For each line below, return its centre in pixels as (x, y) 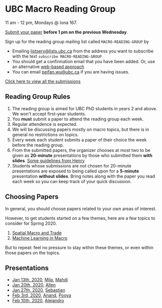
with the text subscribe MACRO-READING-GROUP (57, 56)
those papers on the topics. (33, 253)
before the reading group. (38, 145)
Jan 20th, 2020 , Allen (34, 285)
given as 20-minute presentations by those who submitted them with (82, 155)
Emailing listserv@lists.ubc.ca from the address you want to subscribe (83, 51)
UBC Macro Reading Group (60, 9)
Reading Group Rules (38, 97)
